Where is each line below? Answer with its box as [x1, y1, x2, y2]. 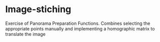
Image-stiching [5, 4, 72, 15]
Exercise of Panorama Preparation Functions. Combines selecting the [5, 20, 151, 26]
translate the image [5, 31, 46, 37]
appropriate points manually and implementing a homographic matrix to [5, 25, 155, 31]
